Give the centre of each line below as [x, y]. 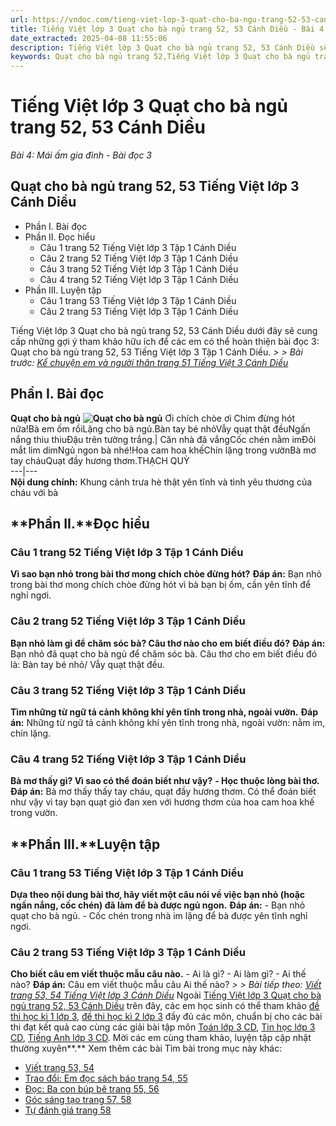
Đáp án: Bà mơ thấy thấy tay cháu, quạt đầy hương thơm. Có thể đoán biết [163, 792]
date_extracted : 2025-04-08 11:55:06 [89, 38]
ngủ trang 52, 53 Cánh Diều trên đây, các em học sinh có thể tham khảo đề [165, 1006]
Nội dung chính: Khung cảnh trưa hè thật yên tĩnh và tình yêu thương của [161, 482]
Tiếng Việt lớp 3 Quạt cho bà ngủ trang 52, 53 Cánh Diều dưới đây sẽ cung [164, 330]
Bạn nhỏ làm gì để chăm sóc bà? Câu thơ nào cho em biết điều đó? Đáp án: [168, 643]
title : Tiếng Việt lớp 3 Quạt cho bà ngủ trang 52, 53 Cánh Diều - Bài [162, 29]
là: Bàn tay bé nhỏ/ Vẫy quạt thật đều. [88, 664]
